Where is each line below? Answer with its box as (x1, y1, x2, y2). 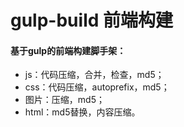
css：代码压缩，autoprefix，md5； (24, 81, 170, 93)
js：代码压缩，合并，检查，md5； (24, 69, 165, 81)
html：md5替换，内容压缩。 (24, 106, 141, 118)
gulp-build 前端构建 (10, 9, 173, 32)
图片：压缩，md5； (24, 94, 105, 106)
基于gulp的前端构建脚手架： (10, 44, 127, 56)
